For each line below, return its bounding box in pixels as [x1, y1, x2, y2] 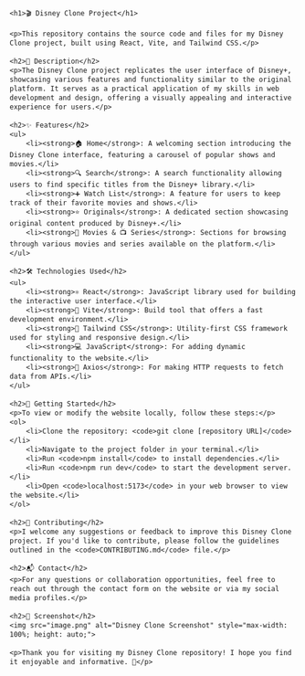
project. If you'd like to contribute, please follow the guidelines [9, 536, 280, 545]
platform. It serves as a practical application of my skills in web [9, 84, 280, 93]
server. [262, 463, 292, 472]
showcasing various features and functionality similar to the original [9, 75, 292, 84]
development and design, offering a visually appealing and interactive [9, 93, 292, 102]
